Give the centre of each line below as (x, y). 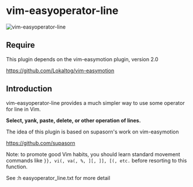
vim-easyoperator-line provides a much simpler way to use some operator (96, 103)
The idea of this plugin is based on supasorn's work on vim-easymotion (93, 132)
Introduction (29, 89)
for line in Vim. (23, 109)
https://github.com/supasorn (41, 143)
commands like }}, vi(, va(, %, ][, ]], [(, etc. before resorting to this (96, 160)
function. (17, 167)
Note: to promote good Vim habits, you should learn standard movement (93, 154)
